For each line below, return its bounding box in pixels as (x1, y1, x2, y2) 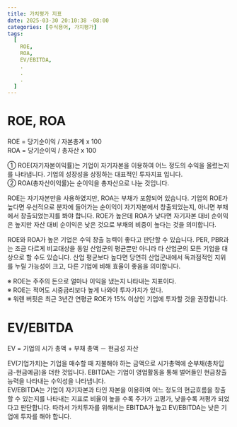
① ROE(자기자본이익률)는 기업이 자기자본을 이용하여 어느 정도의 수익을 (7, 161, 205, 170)
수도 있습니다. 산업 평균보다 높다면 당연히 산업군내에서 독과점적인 (33, 253, 214, 262)
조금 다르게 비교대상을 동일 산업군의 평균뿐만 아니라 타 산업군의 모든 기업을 (14, 245, 221, 253)
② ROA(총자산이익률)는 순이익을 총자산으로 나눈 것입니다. (7, 179, 170, 187)
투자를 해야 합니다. (20, 412, 72, 421)
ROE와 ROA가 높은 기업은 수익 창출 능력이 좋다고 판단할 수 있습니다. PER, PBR (7, 235, 224, 244)
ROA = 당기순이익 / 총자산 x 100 (7, 146, 97, 155)
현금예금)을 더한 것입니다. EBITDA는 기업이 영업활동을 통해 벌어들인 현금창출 (16, 368, 228, 377)
